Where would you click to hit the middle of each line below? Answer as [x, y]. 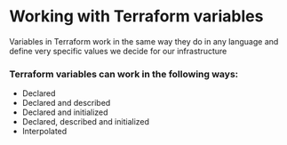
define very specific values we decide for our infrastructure [118, 51]
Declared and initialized [65, 112]
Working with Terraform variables [136, 16]
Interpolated [44, 132]
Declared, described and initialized [85, 122]
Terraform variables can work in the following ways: [124, 74]
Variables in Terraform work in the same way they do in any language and [144, 41]
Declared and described [66, 103]
